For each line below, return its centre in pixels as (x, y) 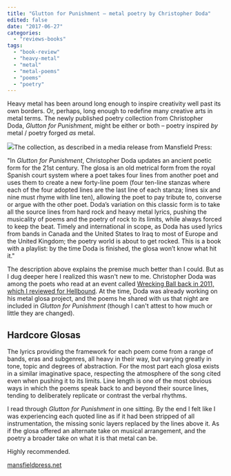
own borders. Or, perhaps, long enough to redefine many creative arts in (110, 111)
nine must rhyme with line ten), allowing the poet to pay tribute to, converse (114, 197)
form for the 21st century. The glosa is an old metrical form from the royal (111, 168)
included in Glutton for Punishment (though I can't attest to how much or (110, 306)
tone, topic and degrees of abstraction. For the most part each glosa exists (113, 366)
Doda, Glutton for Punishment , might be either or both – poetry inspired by (113, 126)
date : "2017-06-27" (35, 26)
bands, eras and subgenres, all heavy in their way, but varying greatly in (109, 359)
